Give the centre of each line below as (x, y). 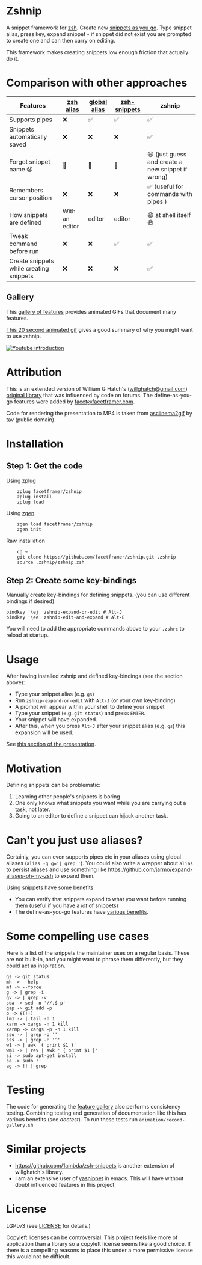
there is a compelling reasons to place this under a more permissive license (100, 1250)
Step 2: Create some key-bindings (72, 580)
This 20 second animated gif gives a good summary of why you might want (100, 329)
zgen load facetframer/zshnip (55, 524)
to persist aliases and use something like (57, 869)
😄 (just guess (167, 154)
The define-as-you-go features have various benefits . (82, 912)
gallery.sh (20, 1126)
